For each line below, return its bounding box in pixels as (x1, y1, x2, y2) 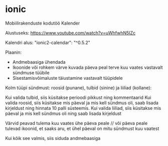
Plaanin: (5, 49, 22, 55)
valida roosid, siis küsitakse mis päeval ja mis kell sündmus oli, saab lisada (5, 99, 159, 106)
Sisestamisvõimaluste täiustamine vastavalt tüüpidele (12, 75, 123, 81)
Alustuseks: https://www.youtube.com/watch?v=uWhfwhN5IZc (5, 30, 136, 36)
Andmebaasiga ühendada (12, 59, 66, 65)
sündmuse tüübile (12, 69, 50, 76)
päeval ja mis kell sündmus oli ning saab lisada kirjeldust (5, 110, 122, 116)
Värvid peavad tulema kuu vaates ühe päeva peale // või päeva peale (5, 120, 148, 126)
